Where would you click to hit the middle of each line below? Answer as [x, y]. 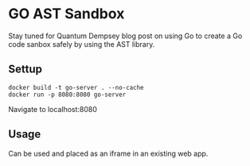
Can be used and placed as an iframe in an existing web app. [108, 153]
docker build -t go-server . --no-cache [76, 87]
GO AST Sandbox [66, 14]
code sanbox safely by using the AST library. [82, 44]
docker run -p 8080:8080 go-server [67, 95]
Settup [25, 69]
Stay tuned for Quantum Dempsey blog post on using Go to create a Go [125, 36]
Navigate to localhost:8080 [53, 109]
